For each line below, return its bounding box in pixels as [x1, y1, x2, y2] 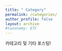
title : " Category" [5, 7, 46, 12]
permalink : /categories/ [5, 12, 57, 17]
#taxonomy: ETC [5, 26, 37, 31]
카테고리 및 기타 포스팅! [5, 40, 51, 46]
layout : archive [5, 21, 39, 26]
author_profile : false [5, 16, 53, 21]
